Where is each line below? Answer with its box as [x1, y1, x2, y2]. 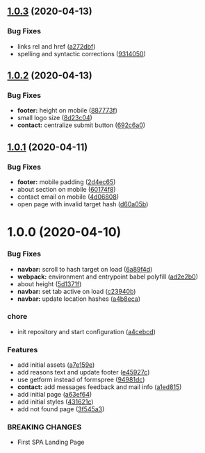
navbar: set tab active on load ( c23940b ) [17, 287, 136, 295]
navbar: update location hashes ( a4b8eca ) [17, 295, 141, 303]
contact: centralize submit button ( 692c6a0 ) [17, 121, 146, 129]
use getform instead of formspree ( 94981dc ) [17, 375, 145, 384]
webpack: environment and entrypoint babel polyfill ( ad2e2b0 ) [17, 272, 199, 281]
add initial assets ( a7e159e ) [17, 361, 95, 369]
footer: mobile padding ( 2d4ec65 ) [17, 178, 116, 186]
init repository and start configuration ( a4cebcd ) [17, 327, 156, 336]
